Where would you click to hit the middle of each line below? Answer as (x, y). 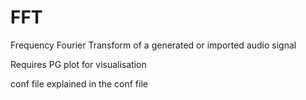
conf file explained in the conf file (79, 83)
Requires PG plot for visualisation (78, 64)
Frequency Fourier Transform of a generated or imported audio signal (153, 45)
